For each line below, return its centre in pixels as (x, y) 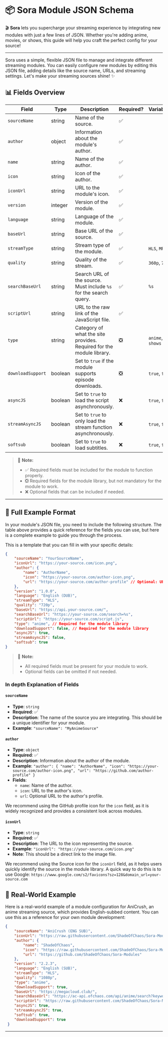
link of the (86, 313)
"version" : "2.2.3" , (35, 964)
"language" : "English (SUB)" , (46, 968)
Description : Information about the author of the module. (71, 761)
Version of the (91, 202)
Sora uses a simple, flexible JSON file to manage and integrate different (79, 60)
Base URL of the (94, 231)
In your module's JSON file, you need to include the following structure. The (83, 524)
